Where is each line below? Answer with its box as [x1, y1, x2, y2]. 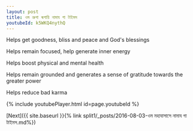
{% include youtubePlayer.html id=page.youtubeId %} [6, 100, 140, 108]
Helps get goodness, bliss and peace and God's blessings [6, 36, 150, 44]
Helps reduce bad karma [6, 89, 68, 96]
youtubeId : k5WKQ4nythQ [6, 20, 66, 26]
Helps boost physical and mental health [6, 59, 104, 66]
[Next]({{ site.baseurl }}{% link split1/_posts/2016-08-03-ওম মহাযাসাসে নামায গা [6, 112, 187, 120]
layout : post [6, 8, 39, 15]
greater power [6, 77, 41, 84]
